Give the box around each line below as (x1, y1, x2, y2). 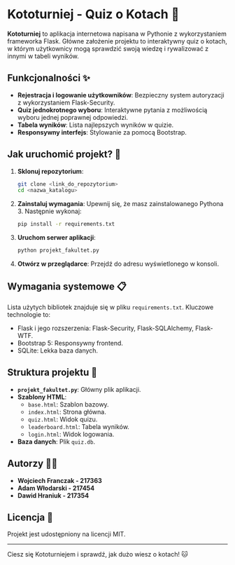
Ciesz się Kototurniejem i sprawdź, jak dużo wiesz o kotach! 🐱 (7, 550, 188, 559)
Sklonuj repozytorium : (17, 167, 84, 175)
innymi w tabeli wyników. (7, 52, 79, 60)
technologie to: (7, 310, 51, 318)
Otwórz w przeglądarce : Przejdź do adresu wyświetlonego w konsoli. (17, 259, 219, 268)
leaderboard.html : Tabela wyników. (27, 422, 129, 430)
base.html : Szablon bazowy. (27, 400, 110, 409)
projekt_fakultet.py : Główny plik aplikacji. (17, 385, 141, 393)
